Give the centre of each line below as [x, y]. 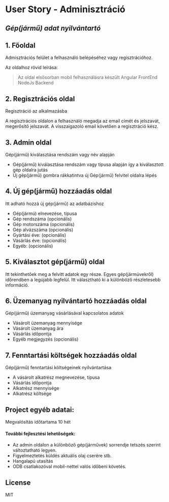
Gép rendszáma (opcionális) [42, 219]
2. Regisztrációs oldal [40, 99]
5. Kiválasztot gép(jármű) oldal [55, 262]
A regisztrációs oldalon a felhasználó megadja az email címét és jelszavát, [83, 121]
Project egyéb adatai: [40, 410]
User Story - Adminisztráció [65, 9]
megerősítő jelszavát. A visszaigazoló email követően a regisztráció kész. [82, 126]
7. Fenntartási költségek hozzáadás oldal [71, 355]
